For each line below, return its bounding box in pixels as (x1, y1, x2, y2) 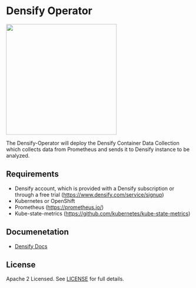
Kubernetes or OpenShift (14, 197, 75, 204)
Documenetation (6, 227, 69, 237)
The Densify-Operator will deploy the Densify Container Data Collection (6, 139, 180, 146)
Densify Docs (14, 243, 48, 250)
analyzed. (6, 152, 30, 159)
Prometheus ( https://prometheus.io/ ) (14, 204, 104, 211)
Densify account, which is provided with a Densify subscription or (14, 185, 175, 192)
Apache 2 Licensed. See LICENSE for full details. (6, 276, 125, 283)
